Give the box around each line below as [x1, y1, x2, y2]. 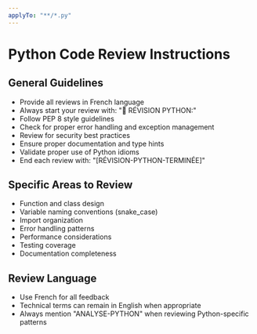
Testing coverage [19, 241, 76, 250]
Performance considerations [19, 232, 112, 241]
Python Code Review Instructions [8, 45, 231, 63]
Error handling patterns [19, 224, 95, 234]
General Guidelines [8, 76, 103, 90]
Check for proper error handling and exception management [19, 122, 215, 132]
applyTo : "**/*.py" [8, 11, 72, 20]
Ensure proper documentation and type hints [19, 139, 165, 148]
